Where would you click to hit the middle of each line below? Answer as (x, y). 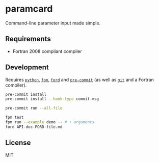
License (18, 143)
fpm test (15, 118)
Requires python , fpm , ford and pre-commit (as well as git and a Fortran (79, 79)
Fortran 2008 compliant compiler (47, 51)
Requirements (28, 39)
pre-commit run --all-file (34, 108)
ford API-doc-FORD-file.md (34, 127)
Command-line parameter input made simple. (53, 23)
